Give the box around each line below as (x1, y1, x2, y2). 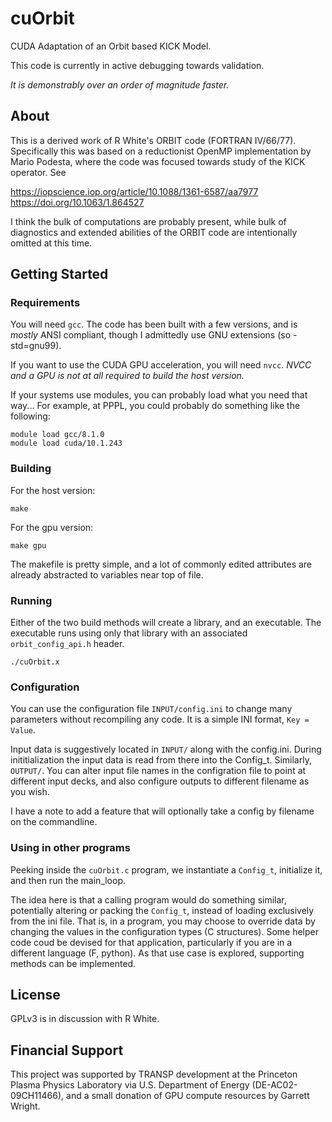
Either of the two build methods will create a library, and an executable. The (10, 617, 322, 629)
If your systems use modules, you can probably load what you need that (10, 389, 308, 401)
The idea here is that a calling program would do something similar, (10, 893, 287, 906)
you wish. (10, 786, 50, 798)
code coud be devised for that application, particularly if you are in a (10, 936, 293, 948)
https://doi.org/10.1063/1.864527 (10, 196, 145, 208)
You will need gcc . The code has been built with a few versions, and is (10, 318, 298, 331)
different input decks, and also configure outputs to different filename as (10, 775, 310, 787)
